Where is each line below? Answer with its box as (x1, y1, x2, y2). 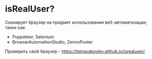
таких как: (5, 24, 26, 30)
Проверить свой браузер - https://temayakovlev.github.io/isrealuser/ (5, 48, 145, 54)
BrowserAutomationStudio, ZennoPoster (12, 39, 93, 44)
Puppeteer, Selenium (12, 34, 55, 40)
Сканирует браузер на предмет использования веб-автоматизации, (5, 19, 148, 25)
